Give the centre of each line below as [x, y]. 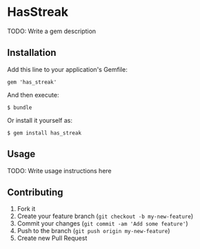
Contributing [35, 192]
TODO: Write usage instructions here [59, 170]
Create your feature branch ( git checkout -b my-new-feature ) [105, 216]
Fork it [26, 209]
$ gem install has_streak [44, 133]
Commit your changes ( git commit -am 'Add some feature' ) [102, 223]
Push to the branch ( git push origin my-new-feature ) [93, 231]
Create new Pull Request [52, 238]
